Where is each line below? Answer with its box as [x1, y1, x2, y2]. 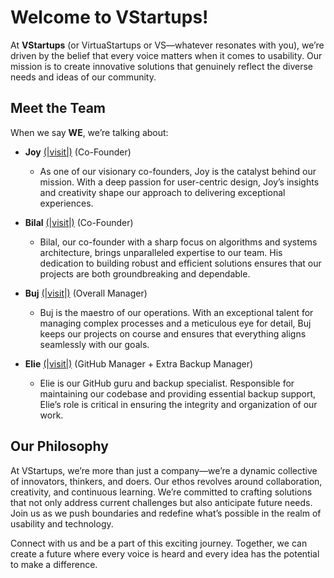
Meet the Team [10, 100, 106, 117]
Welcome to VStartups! [10, 6, 209, 29]
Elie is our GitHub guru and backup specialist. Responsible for [39, 377, 295, 389]
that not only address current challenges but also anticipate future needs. [10, 496, 313, 508]
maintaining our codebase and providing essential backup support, [39, 387, 317, 400]
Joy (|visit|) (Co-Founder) [24, 146, 132, 158]
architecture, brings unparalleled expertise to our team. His [39, 246, 283, 258]
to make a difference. [10, 558, 98, 570]
